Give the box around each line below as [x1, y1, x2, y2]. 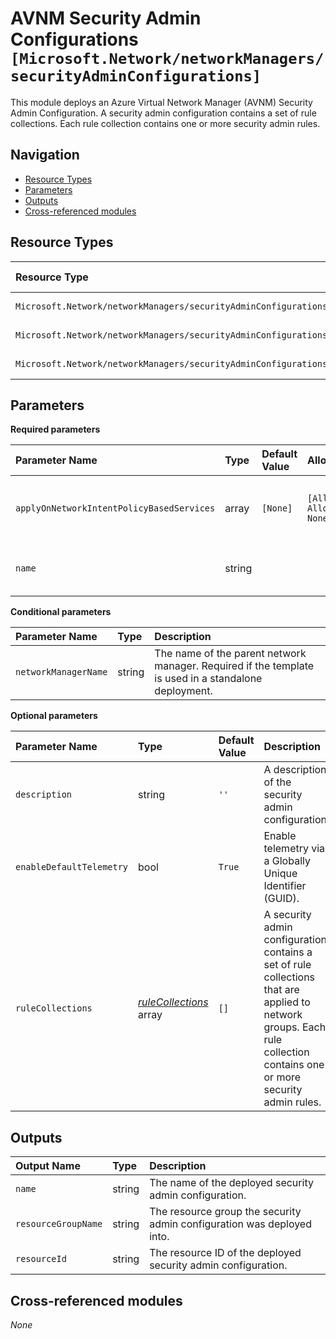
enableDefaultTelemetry [15, 862, 129, 873]
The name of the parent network [154, 647, 307, 661]
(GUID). [263, 892, 300, 906]
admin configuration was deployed [149, 1217, 312, 1231]
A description [263, 763, 327, 777]
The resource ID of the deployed [149, 1246, 302, 1260]
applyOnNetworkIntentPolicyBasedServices [15, 503, 216, 514]
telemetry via [263, 842, 326, 856]
